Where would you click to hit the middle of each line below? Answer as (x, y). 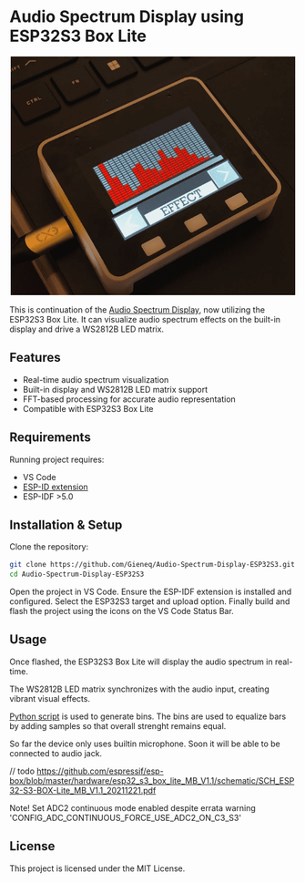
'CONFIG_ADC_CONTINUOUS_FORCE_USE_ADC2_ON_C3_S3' (126, 817)
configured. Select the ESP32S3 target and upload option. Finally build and (150, 601)
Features (35, 358)
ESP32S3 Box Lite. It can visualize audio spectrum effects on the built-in (145, 319)
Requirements (50, 438)
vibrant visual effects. (50, 698)
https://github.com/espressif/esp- (100, 771)
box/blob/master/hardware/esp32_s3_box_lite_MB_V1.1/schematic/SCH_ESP (152, 780)
